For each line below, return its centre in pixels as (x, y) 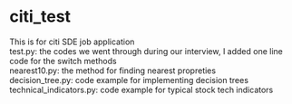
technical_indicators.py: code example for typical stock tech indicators (141, 90)
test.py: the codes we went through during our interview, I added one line (146, 51)
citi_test (40, 17)
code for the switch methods (63, 61)
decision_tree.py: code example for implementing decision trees (129, 80)
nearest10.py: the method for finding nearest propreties (112, 71)
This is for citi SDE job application (72, 42)
